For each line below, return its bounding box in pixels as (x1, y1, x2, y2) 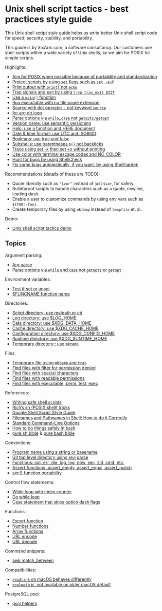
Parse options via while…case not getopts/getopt (12, 115, 109, 121)
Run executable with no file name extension (12, 99, 100, 105)
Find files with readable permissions (12, 375, 85, 381)
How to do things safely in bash (12, 425, 76, 431)
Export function (12, 518, 44, 524)
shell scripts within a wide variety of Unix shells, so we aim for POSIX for (5, 50, 151, 56)
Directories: (5, 300, 28, 306)
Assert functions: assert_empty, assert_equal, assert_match (12, 464, 132, 470)
